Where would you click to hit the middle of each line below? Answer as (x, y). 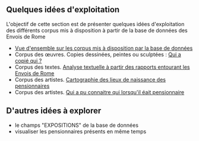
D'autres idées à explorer (54, 111)
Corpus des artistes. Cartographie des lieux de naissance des (90, 79)
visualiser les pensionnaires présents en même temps (80, 131)
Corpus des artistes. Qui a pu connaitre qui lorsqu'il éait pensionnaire (99, 92)
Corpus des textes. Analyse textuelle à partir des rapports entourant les (102, 67)
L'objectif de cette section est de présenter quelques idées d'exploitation (95, 24)
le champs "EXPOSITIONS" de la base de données (76, 125)
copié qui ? (28, 60)
